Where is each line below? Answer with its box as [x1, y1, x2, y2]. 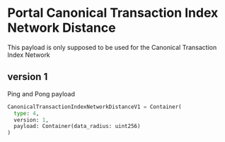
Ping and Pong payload [7, 89, 76, 98]
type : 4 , [13, 110, 40, 117]
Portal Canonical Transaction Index [7, 5, 219, 21]
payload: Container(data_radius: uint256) [13, 123, 141, 130]
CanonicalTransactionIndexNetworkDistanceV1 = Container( [7, 103, 182, 110]
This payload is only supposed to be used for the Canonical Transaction [7, 43, 217, 51]
